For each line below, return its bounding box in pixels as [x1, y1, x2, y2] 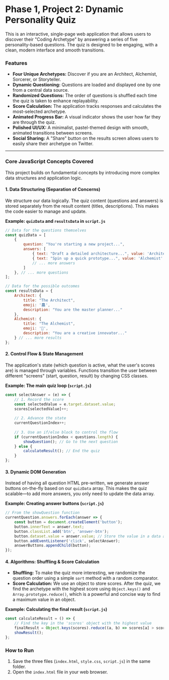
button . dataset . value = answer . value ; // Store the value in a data [14, 533, 161, 539]
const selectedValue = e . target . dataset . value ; [14, 402, 116, 407]
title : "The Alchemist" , [23, 321, 75, 326]
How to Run [5, 647, 34, 654]
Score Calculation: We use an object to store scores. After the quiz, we [12, 581, 161, 587]
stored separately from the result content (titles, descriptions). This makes [5, 203, 159, 209]
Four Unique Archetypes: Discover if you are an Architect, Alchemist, [12, 71, 157, 77]
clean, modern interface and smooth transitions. [5, 47, 105, 53]
